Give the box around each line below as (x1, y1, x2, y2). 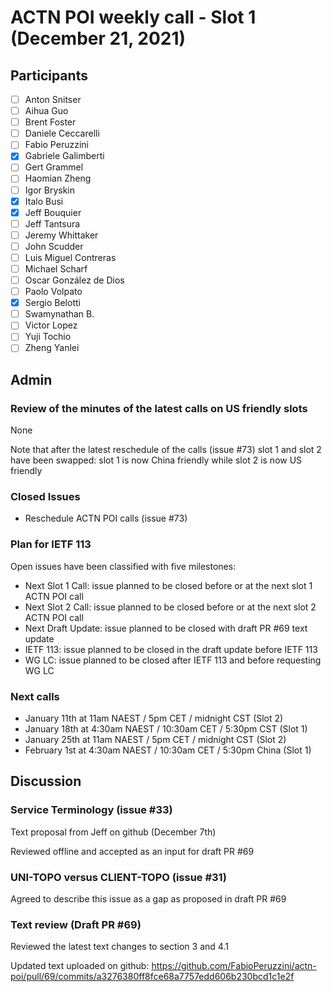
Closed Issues (10, 490, 81, 504)
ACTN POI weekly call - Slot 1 (10, 6, 257, 29)
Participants (10, 67, 88, 84)
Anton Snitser (24, 94, 82, 105)
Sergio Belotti (24, 297, 81, 309)
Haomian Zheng (24, 172, 92, 185)
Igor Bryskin (24, 184, 75, 196)
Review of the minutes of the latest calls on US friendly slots (10, 401, 308, 415)
